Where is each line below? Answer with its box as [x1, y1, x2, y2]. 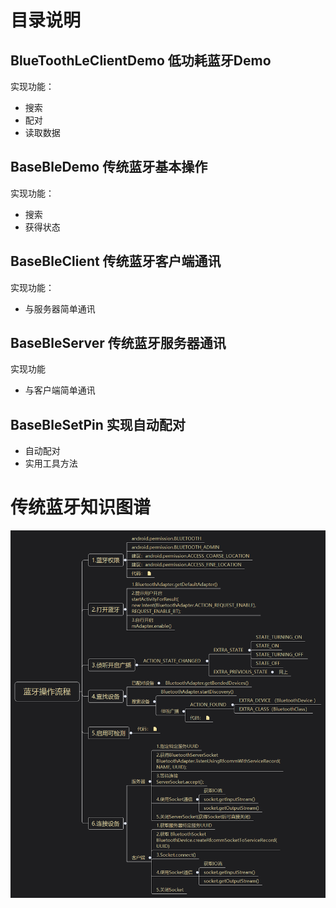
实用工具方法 [24, 457, 78, 470]
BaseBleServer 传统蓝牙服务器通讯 [10, 335, 227, 352]
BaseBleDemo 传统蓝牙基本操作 [10, 159, 208, 176]
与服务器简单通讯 [24, 302, 96, 315]
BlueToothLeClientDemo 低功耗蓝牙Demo [10, 52, 272, 69]
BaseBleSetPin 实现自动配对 [10, 416, 186, 433]
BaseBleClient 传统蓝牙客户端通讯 [10, 253, 222, 270]
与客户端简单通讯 [24, 384, 96, 396]
